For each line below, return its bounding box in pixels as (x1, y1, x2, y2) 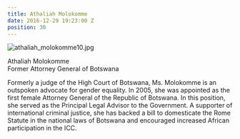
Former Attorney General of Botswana (7, 65, 119, 73)
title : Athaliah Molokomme (7, 10, 88, 18)
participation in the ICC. (7, 124, 77, 133)
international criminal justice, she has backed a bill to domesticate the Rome (7, 108, 231, 118)
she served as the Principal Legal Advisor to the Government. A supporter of (7, 101, 233, 110)
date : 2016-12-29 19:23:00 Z (7, 17, 94, 24)
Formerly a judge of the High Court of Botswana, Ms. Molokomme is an (7, 78, 216, 87)
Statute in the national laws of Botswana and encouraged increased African (7, 116, 230, 125)
